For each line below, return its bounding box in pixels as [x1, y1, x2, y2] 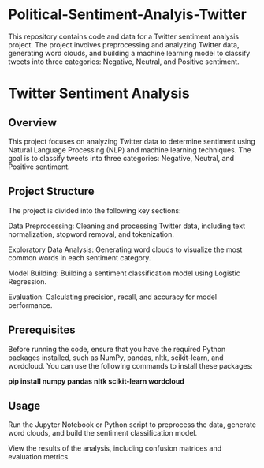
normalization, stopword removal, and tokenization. [8, 229, 175, 238]
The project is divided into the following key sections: [8, 205, 181, 215]
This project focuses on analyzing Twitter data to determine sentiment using [8, 137, 256, 146]
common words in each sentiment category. [8, 253, 151, 262]
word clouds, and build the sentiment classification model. [8, 429, 198, 438]
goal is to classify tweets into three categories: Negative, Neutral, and [8, 153, 235, 163]
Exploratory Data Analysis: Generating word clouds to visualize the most [8, 245, 243, 254]
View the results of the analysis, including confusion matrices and [8, 444, 222, 453]
